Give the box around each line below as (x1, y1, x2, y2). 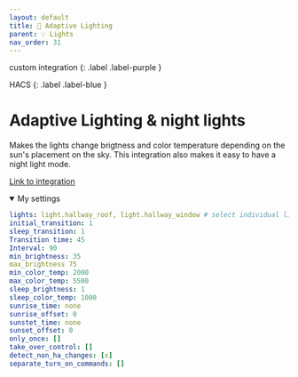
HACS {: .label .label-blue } (9, 79, 108, 90)
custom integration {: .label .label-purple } (9, 62, 162, 73)
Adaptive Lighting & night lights (9, 110, 246, 131)
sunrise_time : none (9, 301, 82, 310)
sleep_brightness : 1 (9, 285, 86, 294)
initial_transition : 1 (9, 219, 93, 228)
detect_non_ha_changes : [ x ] (9, 351, 114, 360)
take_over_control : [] (9, 343, 93, 352)
